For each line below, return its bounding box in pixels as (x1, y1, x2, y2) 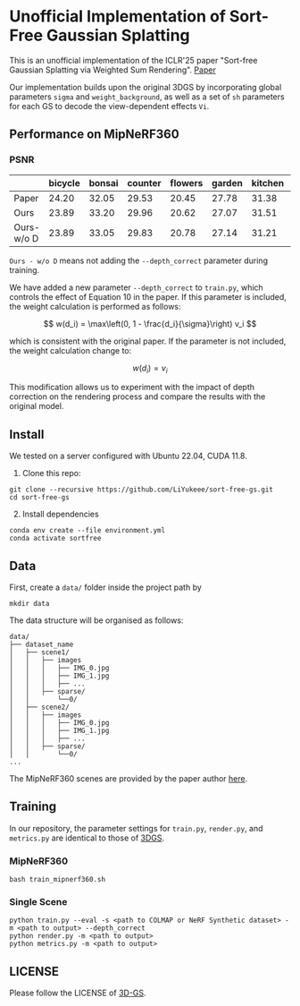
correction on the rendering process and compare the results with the (9, 391, 266, 402)
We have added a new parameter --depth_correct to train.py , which (9, 282, 263, 293)
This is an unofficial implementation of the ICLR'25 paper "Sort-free (9, 55, 258, 65)
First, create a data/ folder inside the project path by (9, 582, 203, 593)
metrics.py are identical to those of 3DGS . (9, 832, 165, 843)
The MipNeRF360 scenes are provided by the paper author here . (9, 773, 248, 784)
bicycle (48, 176, 80, 189)
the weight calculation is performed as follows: (9, 301, 181, 311)
